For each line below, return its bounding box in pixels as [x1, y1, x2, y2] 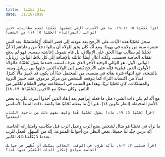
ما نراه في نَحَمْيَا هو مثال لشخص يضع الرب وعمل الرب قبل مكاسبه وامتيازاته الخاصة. [5, 123, 161, 129]
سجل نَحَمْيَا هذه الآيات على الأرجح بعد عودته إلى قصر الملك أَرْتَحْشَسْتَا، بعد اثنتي [5, 38, 151, 44]
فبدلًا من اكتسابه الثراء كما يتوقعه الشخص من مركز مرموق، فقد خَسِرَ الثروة [5, 75, 144, 81]
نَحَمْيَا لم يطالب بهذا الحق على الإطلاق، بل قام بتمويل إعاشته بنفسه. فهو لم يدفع [5, 49, 151, 55]
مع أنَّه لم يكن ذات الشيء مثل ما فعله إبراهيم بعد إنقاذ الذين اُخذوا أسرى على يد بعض [5, 95, 160, 101]
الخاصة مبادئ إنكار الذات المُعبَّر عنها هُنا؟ [5, 147, 97, 152]
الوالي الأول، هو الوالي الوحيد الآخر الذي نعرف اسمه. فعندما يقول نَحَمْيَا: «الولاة [5, 59, 149, 65]
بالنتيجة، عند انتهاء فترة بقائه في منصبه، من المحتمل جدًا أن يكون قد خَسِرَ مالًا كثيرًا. [5, 70, 158, 76]
